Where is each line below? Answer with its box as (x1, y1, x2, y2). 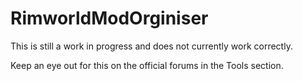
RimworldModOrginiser (10, 7, 209, 30)
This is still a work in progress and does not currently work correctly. (10, 40, 293, 52)
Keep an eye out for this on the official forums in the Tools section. (10, 59, 284, 71)
